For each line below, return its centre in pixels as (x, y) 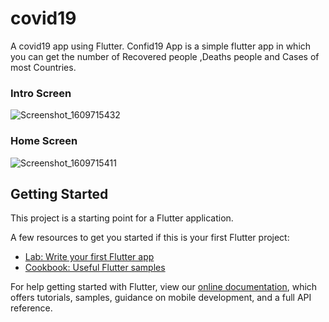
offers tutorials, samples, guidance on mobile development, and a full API (161, 298)
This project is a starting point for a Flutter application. (122, 218)
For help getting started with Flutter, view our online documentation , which (164, 287)
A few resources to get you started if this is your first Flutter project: (150, 238)
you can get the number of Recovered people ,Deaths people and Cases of (165, 56)
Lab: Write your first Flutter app (89, 257)
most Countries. (43, 67)
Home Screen (44, 141)
